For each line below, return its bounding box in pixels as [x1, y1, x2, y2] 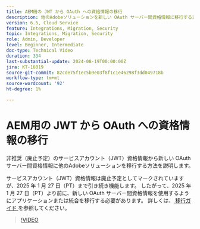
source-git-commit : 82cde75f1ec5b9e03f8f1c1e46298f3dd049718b [6, 70, 164, 76]
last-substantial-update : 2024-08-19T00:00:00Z [6, 58, 127, 64]
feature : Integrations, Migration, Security [6, 25, 118, 32]
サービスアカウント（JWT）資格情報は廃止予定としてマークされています [6, 174, 185, 181]
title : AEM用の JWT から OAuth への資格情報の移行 [6, 8, 123, 15]
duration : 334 [6, 53, 42, 59]
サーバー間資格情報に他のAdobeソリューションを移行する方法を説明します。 [6, 162, 194, 169]
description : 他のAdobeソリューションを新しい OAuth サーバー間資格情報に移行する [6, 14, 192, 20]
